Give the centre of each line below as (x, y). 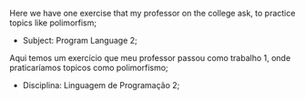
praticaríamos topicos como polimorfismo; (89, 68)
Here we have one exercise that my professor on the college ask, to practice (152, 13)
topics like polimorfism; (53, 23)
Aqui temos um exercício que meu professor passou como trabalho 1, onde (150, 58)
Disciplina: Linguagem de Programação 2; (101, 85)
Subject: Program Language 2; (80, 40)
